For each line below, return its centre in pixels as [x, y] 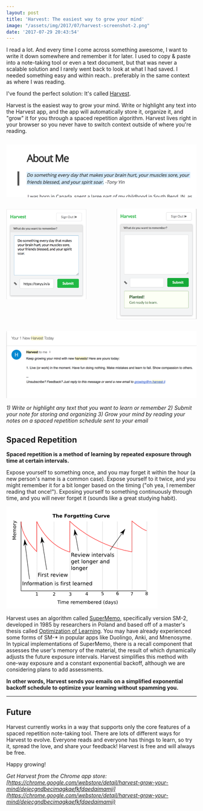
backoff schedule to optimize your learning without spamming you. [92, 688]
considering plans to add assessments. [55, 670]
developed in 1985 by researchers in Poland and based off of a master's [96, 625]
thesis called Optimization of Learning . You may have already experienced [99, 631]
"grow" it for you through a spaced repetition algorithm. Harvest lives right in [102, 118]
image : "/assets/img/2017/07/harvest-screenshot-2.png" [78, 25]
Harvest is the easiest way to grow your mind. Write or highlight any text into [101, 105]
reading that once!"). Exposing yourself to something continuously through [99, 492]
